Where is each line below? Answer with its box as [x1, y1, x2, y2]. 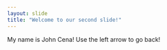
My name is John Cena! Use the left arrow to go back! [7, 35, 161, 43]
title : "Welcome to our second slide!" [7, 16, 122, 23]
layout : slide [7, 10, 48, 17]
